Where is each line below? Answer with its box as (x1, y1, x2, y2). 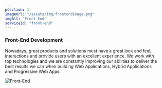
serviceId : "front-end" (5, 20, 54, 26)
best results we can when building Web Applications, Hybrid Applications (5, 63, 152, 69)
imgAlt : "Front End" (5, 16, 47, 21)
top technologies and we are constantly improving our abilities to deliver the (5, 58, 157, 64)
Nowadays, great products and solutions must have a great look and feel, (5, 48, 152, 53)
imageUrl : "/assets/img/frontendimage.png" (5, 12, 95, 17)
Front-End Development (5, 37, 63, 44)
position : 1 (5, 7, 29, 12)
